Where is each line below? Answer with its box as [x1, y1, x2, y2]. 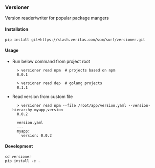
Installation [5, 26, 28, 32]
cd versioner [5, 154, 32, 159]
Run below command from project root [12, 58, 90, 64]
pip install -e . [5, 158, 41, 163]
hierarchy [12, 107, 33, 112]
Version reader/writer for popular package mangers [5, 15, 109, 21]
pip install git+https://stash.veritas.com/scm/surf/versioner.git [5, 37, 146, 42]
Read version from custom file [12, 94, 73, 99]
